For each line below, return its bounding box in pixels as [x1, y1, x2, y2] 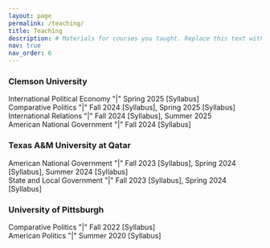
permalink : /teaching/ [8, 19, 84, 27]
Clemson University [8, 76, 88, 87]
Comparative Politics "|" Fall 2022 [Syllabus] [8, 222, 156, 232]
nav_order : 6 [8, 49, 52, 57]
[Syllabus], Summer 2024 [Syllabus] [8, 167, 129, 176]
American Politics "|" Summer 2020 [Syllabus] [8, 230, 162, 240]
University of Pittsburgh [8, 204, 104, 215]
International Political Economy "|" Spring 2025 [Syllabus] [8, 94, 199, 104]
